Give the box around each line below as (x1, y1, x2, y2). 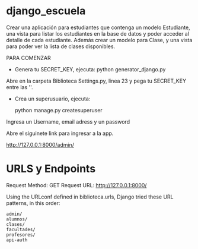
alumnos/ (6, 216, 28, 222)
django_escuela (6, 4, 86, 18)
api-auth (6, 237, 28, 243)
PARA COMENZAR (6, 54, 52, 61)
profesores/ (6, 232, 36, 238)
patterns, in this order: (6, 199, 60, 206)
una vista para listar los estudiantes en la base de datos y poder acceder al (6, 30, 190, 37)
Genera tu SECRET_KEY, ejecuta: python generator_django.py (14, 65, 166, 73)
